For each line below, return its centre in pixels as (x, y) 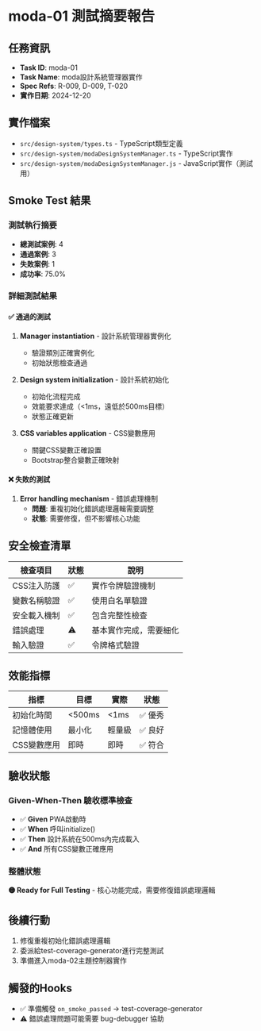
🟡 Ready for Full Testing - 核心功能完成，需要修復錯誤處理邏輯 (112, 891)
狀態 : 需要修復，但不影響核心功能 (86, 518)
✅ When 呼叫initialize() (58, 829)
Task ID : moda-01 (48, 67)
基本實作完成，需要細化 (136, 630)
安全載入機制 (36, 615)
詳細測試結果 (33, 296)
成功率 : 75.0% (42, 274)
